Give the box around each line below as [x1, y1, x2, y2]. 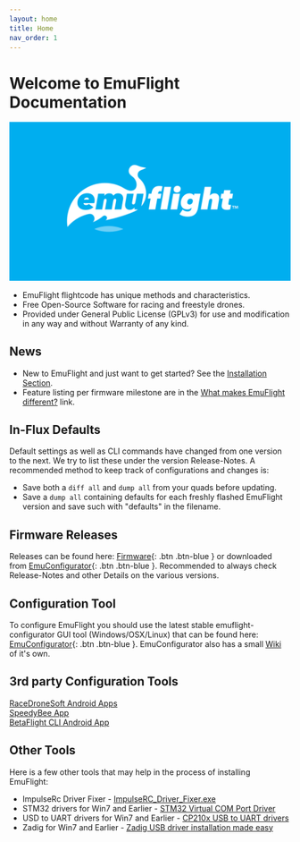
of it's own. [9, 649, 51, 659]
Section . [21, 377, 54, 388]
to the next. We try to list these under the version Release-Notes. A [9, 455, 256, 466]
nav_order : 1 [9, 33, 58, 42]
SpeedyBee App [9, 707, 70, 718]
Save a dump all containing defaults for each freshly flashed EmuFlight [21, 492, 283, 503]
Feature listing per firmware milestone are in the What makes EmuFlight [21, 387, 286, 397]
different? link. [21, 396, 76, 407]
